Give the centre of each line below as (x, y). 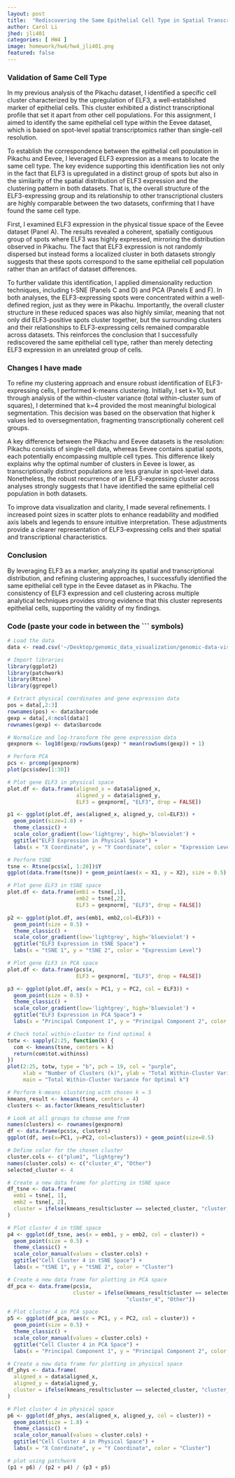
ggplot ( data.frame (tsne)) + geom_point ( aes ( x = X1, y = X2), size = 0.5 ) (117, 873)
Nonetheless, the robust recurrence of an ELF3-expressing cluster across (113, 479)
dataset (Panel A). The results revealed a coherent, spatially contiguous (110, 232)
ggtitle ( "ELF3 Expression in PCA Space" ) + (78, 1015)
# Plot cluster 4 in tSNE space (54, 1228)
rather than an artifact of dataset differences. (72, 269)
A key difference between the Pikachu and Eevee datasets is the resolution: (116, 441)
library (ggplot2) (33, 666)
